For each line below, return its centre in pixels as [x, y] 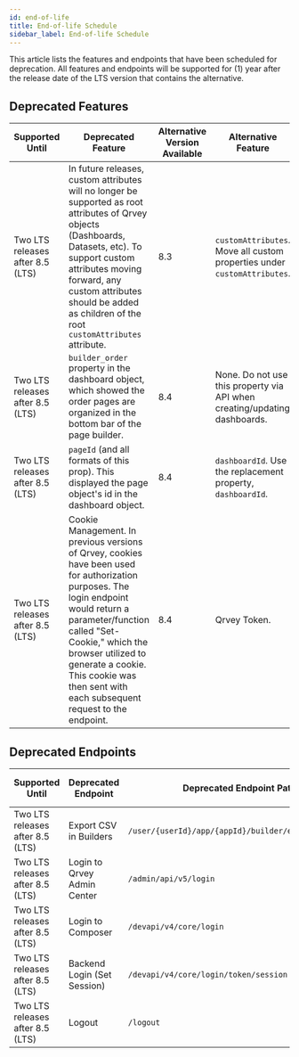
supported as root [106, 202]
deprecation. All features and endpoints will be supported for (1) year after [145, 69]
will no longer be [103, 191]
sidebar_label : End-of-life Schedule [79, 34]
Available [182, 154]
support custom [101, 258]
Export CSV [93, 825]
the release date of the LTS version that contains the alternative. [127, 78]
